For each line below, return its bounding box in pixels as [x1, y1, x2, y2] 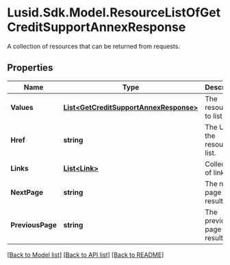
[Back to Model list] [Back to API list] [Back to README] [7, 251, 164, 259]
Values [10, 102, 34, 112]
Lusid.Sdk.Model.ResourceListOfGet [7, 5, 221, 21]
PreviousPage [10, 220, 57, 229]
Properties [7, 62, 53, 73]
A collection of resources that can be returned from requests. [7, 42, 180, 50]
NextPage [10, 187, 43, 197]
